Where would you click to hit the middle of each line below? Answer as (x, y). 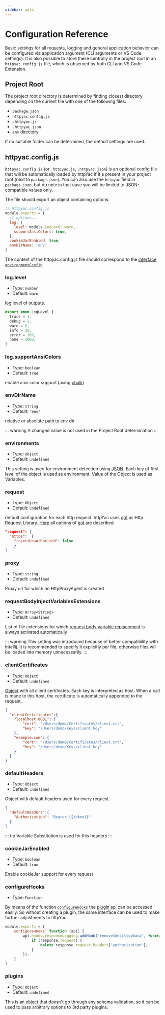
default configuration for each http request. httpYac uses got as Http (74, 518)
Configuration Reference (57, 34)
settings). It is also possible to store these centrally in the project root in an (81, 58)
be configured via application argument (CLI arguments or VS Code (73, 53)
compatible (16, 190)
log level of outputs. (25, 303)
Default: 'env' (26, 411)
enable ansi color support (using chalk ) (45, 382)
